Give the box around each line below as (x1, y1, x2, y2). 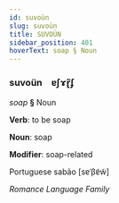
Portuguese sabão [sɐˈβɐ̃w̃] (9, 166, 109, 177)
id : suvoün (9, 13, 50, 22)
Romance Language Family (9, 184, 110, 195)
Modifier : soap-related (9, 149, 93, 160)
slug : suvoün (9, 21, 58, 30)
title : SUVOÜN (9, 30, 62, 38)
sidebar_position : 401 (9, 38, 93, 47)
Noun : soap (9, 131, 53, 143)
